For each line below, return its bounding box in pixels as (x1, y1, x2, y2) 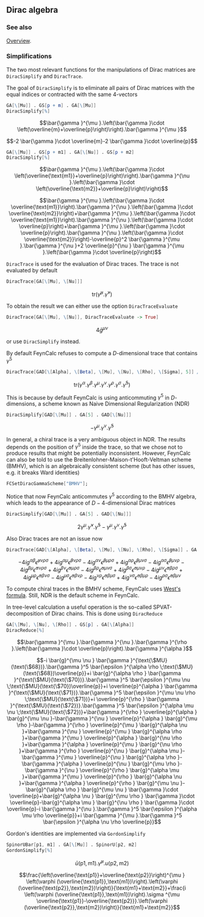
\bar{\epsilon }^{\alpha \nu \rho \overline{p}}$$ (42, 818, 161, 826)
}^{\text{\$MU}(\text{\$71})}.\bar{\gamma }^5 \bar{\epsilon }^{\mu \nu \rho (8, 689, 196, 696)
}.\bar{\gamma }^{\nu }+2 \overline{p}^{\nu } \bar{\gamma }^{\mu (19, 242, 185, 249)
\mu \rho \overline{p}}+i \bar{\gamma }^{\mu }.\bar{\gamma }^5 (22, 812, 182, 819)
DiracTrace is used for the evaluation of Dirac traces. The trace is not (6, 260, 179, 268)
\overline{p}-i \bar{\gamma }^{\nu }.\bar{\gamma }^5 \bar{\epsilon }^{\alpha (7, 805, 197, 812)
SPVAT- (152, 603, 172, 611)
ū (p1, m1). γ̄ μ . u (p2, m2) (75, 858, 129, 867)
